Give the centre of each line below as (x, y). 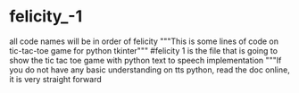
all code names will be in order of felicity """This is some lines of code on (144, 41)
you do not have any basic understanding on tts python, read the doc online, (149, 70)
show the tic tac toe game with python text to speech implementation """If (145, 60)
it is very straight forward (56, 79)
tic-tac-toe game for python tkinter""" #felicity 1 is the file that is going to (144, 50)
